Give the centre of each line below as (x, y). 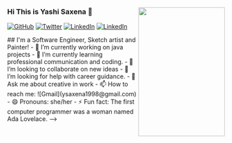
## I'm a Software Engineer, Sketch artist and (71, 40)
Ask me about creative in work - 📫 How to (68, 84)
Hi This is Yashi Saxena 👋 (50, 12)
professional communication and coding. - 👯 (70, 62)
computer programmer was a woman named (70, 112)
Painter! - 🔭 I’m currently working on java (65, 47)
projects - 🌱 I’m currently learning (55, 54)
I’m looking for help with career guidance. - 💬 (71, 76)
